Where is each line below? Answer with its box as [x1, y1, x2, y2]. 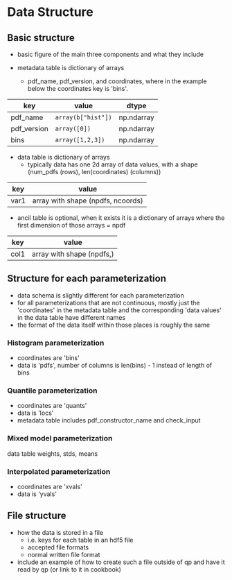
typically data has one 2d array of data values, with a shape [27, 160, 199, 169]
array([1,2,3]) [55, 136, 105, 144]
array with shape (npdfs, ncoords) [32, 196, 143, 205]
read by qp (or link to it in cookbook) [17, 565, 121, 573]
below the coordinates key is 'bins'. [27, 85, 128, 92]
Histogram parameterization [7, 338, 105, 348]
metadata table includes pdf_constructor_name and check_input [17, 416, 201, 425]
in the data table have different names [17, 313, 126, 321]
